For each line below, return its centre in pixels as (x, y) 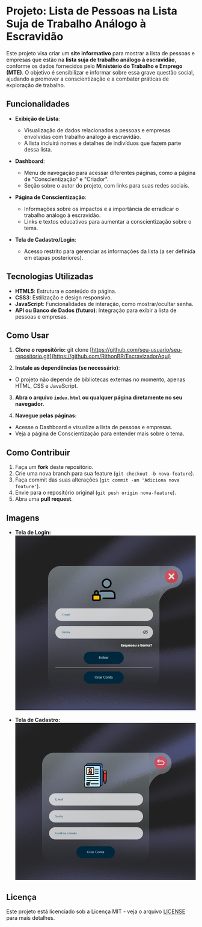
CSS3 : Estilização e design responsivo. (63, 297)
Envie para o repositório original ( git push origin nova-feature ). (95, 493)
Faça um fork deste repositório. (54, 467)
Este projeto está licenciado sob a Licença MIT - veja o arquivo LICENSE (96, 911)
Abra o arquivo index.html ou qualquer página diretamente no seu (99, 397)
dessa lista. (38, 149)
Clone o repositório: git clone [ (53, 350)
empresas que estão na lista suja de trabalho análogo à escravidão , (91, 60)
